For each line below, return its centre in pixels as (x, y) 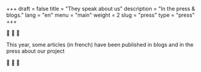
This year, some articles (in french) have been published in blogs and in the (100, 45)
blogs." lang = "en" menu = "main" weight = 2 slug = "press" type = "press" (101, 15)
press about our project (36, 51)
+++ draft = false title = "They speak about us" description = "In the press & (101, 9)
